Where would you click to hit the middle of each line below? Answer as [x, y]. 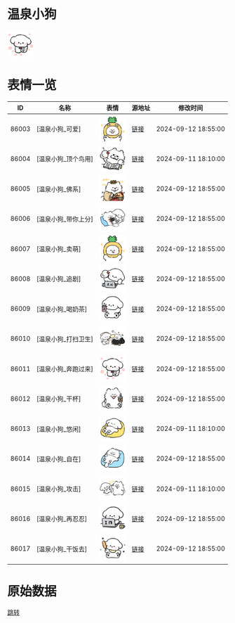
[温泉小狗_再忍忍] [62, 519]
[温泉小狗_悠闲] [59, 429]
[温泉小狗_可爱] [59, 129]
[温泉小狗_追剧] [59, 279]
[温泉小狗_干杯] [59, 399]
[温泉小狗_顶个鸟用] [65, 159]
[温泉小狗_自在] [59, 458]
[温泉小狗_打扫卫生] [65, 339]
